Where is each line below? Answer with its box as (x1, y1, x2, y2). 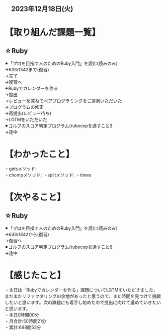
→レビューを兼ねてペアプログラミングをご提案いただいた (4, 98, 122, 104)
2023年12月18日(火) (11, 4, 74, 13)
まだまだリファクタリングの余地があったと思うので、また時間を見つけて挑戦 (4, 293, 161, 299)
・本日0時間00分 (4, 312, 39, 318)
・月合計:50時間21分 (4, 318, 47, 324)
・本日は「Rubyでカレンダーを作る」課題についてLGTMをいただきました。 (4, 287, 158, 293)
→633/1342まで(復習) (4, 67, 49, 73)
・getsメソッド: (4, 166, 37, 172)
